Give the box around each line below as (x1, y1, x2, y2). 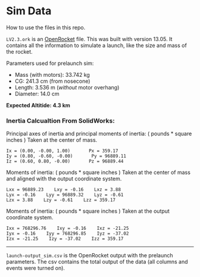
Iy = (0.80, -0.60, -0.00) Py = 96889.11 (6, 153, 127, 159)
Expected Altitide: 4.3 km (6, 101, 70, 108)
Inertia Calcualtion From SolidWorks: (6, 116, 115, 125)
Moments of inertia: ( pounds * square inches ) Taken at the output (6, 207, 170, 215)
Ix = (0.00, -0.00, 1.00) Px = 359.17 (6, 148, 118, 154)
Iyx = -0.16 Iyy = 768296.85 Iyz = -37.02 (6, 231, 129, 236)
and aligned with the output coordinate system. (6, 175, 122, 182)
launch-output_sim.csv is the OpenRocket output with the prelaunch (6, 252, 173, 259)
